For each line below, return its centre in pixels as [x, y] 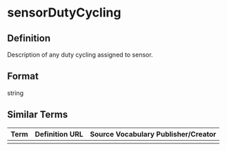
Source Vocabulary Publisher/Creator [153, 134]
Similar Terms [38, 115]
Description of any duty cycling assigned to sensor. [80, 54]
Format [23, 76]
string [16, 93]
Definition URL [59, 134]
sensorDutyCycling [64, 13]
